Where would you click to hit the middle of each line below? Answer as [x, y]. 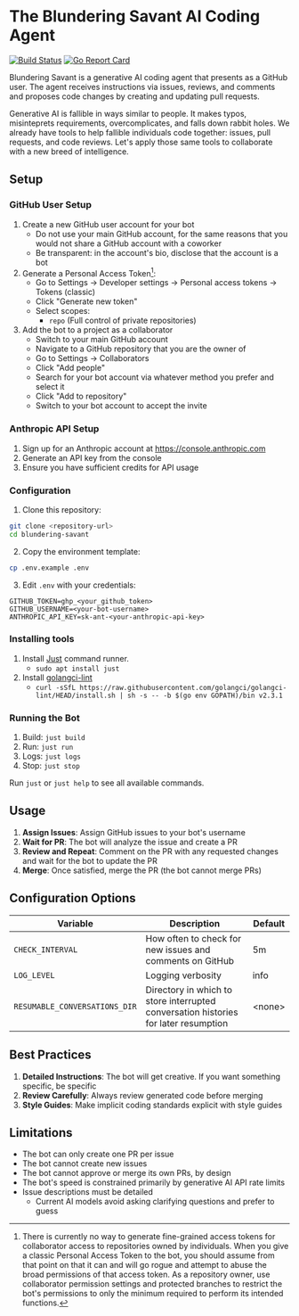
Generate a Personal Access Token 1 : [89, 272]
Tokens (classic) [65, 292]
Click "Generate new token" [86, 301]
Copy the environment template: [81, 551]
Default [269, 923]
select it [50, 387]
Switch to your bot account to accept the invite [121, 406]
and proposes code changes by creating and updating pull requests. [134, 96]
